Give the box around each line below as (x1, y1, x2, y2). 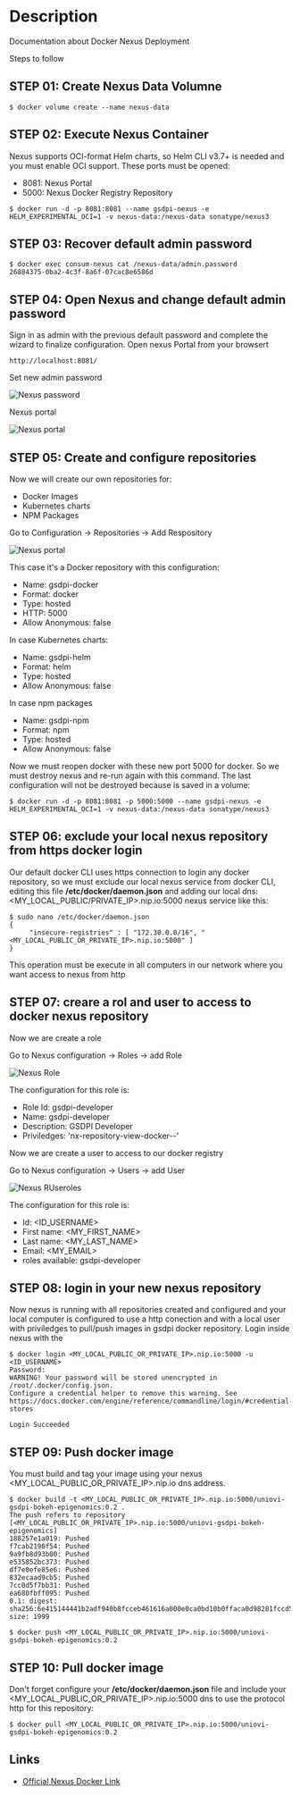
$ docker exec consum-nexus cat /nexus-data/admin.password (9, 260, 238, 269)
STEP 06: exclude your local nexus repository (9, 829, 269, 844)
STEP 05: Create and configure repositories (9, 449, 257, 466)
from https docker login (9, 843, 143, 859)
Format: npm (21, 725, 70, 734)
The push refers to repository (9, 1511, 126, 1520)
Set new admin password (9, 373, 103, 383)
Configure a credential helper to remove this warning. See (9, 1389, 238, 1398)
